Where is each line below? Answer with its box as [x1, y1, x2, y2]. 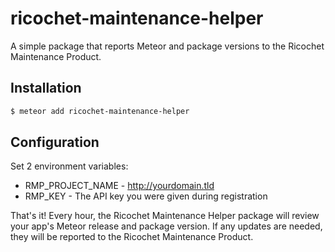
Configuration [10, 134, 100, 151]
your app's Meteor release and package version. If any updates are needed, [10, 220, 323, 232]
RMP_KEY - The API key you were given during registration [24, 190, 268, 202]
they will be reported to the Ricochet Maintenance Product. [10, 231, 254, 243]
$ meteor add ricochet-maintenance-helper [10, 106, 190, 116]
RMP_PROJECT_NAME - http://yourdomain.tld [24, 180, 215, 192]
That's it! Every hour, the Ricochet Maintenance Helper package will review [10, 210, 320, 222]
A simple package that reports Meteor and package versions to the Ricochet [10, 40, 325, 52]
